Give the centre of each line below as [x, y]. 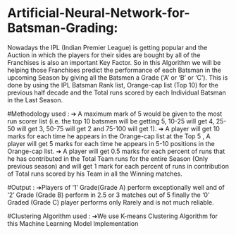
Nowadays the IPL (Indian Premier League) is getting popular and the [107, 47]
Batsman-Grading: [63, 28]
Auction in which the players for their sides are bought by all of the [104, 55]
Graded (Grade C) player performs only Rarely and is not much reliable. [111, 202]
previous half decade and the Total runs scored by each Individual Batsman [117, 92]
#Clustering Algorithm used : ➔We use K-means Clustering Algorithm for [113, 216]
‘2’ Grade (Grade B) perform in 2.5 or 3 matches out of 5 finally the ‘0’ [108, 195]
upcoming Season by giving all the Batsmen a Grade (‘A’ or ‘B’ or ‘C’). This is [118, 77]
